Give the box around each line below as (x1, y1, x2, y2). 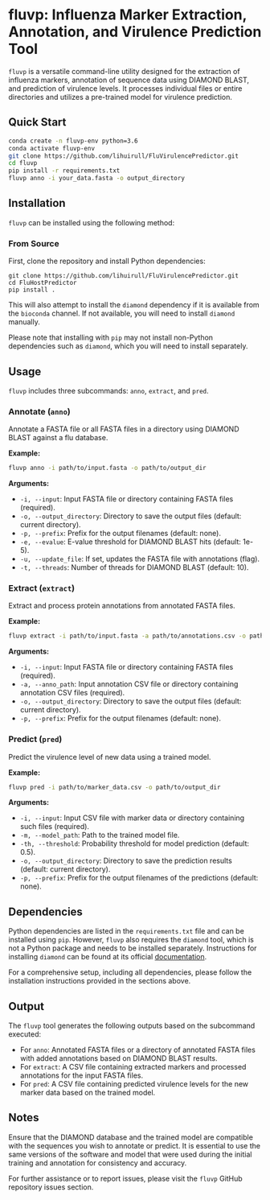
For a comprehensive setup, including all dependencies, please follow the (8, 967, 252, 977)
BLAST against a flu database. (8, 433, 108, 443)
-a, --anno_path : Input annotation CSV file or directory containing (19, 679, 239, 689)
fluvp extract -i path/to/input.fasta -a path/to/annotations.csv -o (8, 632, 247, 641)
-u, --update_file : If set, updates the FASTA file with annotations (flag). (19, 554, 260, 564)
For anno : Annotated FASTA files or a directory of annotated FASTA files (19, 1045, 256, 1055)
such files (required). (19, 822, 90, 831)
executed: (8, 1029, 42, 1039)
